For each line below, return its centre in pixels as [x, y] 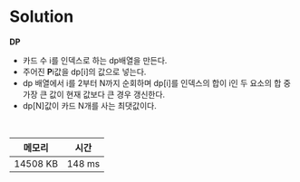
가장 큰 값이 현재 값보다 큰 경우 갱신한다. [94, 94]
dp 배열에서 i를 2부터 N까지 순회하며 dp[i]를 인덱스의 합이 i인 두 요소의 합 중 [157, 82]
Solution [42, 17]
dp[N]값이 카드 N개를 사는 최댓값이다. [89, 105]
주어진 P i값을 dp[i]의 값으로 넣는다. [84, 72]
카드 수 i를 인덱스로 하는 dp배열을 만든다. [95, 60]
